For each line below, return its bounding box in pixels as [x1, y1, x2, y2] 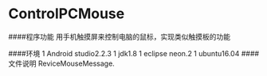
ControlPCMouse [8, 5, 125, 23]
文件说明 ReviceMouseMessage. [8, 59, 116, 68]
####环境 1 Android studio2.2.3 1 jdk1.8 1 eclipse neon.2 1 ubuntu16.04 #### [8, 48, 260, 58]
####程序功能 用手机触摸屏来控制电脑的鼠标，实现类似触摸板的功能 [8, 32, 231, 41]
